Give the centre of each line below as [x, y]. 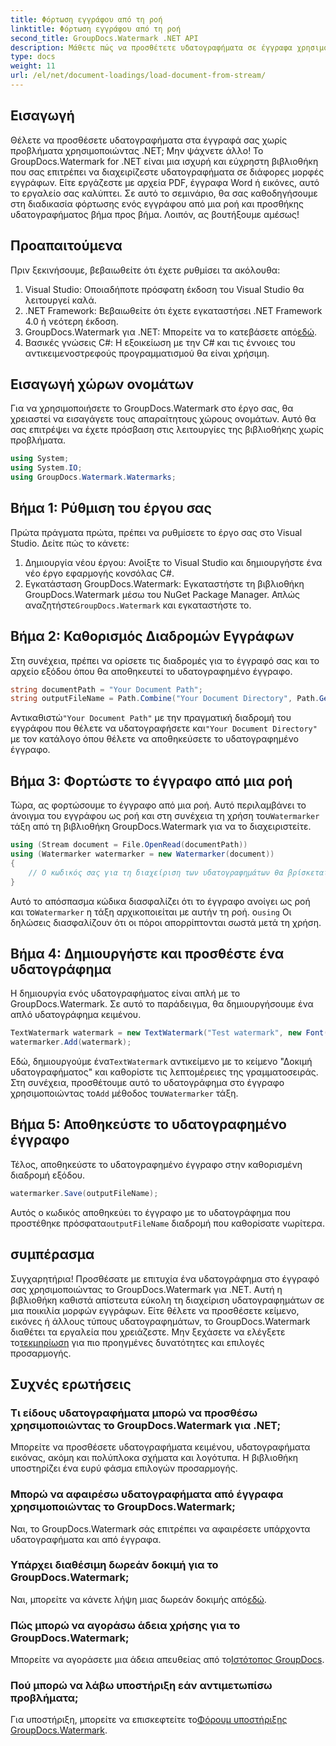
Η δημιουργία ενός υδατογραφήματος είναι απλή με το [125, 993]
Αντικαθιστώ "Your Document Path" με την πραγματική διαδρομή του [151, 718]
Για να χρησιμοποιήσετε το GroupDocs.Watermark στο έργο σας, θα [152, 408]
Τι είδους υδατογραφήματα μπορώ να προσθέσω [134, 1413]
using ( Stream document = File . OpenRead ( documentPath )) [129, 845]
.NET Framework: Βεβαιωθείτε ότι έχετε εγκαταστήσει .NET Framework [173, 310]
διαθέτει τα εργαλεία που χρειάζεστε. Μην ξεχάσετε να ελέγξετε [148, 1332]
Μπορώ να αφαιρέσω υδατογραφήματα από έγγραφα [147, 1494]
